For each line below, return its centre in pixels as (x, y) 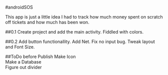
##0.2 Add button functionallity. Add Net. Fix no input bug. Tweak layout (80, 41)
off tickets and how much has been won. (47, 22)
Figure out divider (24, 67)
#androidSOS (19, 7)
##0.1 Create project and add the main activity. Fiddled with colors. (74, 32)
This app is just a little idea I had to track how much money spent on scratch (84, 17)
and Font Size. (20, 47)
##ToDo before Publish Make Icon (41, 56)
